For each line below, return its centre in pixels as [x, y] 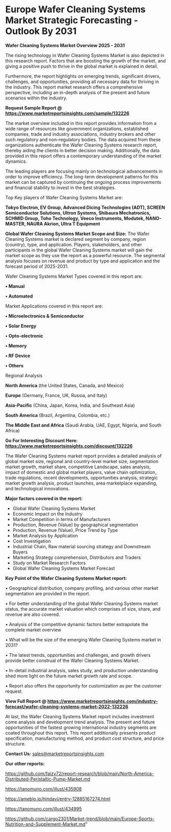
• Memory [16, 346]
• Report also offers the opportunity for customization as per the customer [83, 685]
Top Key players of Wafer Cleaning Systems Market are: [64, 197]
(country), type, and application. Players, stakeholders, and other [74, 244]
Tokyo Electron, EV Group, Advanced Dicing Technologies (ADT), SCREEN [85, 207]
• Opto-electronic [24, 336]
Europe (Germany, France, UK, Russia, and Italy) [56, 395]
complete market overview [33, 630]
